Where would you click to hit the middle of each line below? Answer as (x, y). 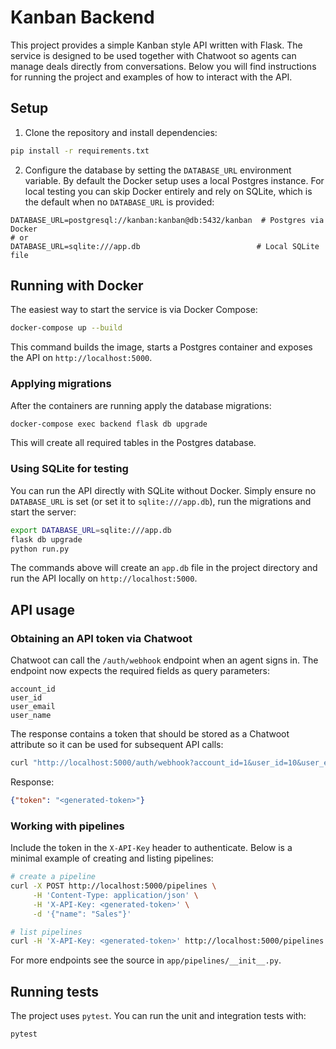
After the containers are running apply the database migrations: (141, 405)
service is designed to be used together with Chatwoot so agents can (153, 55)
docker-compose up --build (66, 328)
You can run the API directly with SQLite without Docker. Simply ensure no (163, 490)
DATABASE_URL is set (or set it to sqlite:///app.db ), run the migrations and (161, 501)
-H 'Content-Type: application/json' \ (115, 895)
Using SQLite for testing (69, 469)
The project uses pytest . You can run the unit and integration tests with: (158, 1016)
